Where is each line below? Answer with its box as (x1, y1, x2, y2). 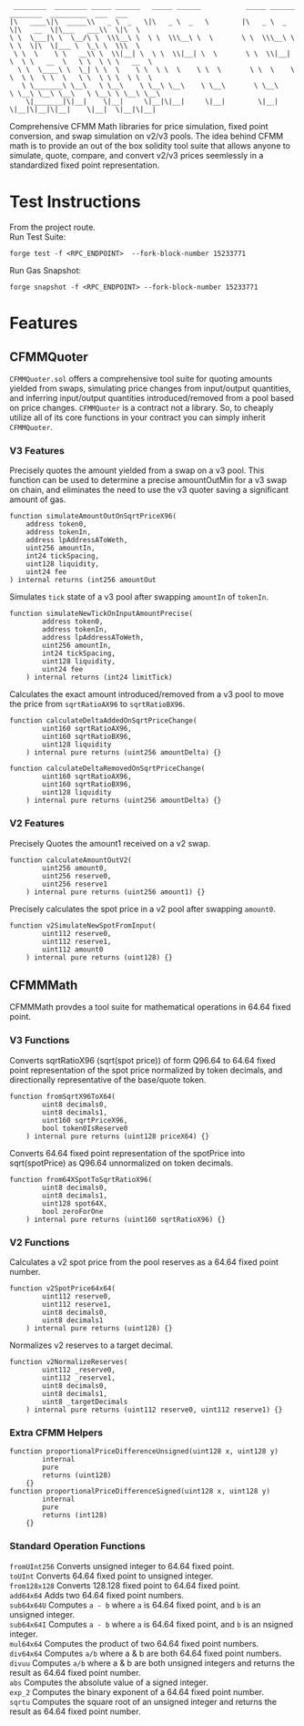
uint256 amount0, (42, 863, 107, 872)
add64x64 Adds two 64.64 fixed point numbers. (9, 1589, 185, 1600)
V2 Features (9, 817, 66, 830)
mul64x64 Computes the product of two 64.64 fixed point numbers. (9, 1638, 259, 1649)
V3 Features (9, 444, 66, 457)
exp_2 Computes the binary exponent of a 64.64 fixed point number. (9, 1686, 265, 1697)
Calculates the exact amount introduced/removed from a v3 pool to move (9, 689, 285, 700)
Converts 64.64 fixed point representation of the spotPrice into (9, 1147, 246, 1158)
